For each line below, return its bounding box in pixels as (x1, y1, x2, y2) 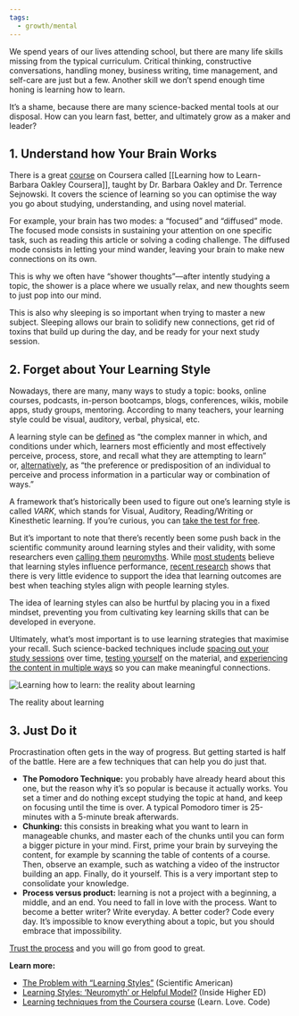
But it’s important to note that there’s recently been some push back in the (9, 533, 281, 544)
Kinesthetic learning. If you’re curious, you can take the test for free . (9, 515, 261, 526)
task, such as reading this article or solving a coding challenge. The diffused (9, 234, 290, 246)
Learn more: (9, 960, 56, 970)
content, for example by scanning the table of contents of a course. (21, 849, 270, 859)
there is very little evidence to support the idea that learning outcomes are (9, 571, 282, 581)
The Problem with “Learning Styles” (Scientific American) (21, 977, 234, 988)
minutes (21, 811, 52, 822)
